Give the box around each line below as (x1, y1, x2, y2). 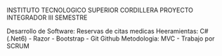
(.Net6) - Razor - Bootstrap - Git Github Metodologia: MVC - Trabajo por (6, 34, 215, 43)
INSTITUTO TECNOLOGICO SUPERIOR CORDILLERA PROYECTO (6, 6, 194, 14)
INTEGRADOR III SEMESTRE (6, 13, 88, 22)
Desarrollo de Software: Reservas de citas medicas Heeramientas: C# (6, 27, 209, 35)
